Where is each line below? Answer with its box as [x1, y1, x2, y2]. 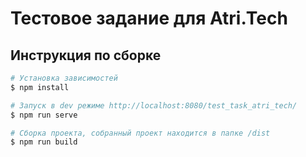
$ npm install [10, 82, 70, 92]
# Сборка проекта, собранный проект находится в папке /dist [10, 128, 271, 138]
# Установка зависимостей [10, 73, 118, 83]
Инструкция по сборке [10, 47, 162, 64]
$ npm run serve [10, 110, 78, 120]
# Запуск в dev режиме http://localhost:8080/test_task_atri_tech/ [10, 100, 298, 111]
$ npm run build [10, 137, 78, 147]
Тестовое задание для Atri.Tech [10, 7, 288, 30]
